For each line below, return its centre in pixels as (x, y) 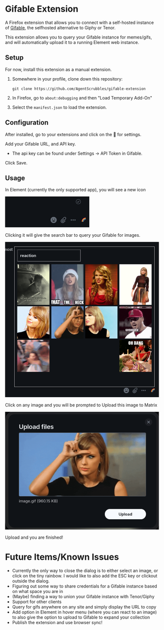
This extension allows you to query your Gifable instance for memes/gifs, (79, 37)
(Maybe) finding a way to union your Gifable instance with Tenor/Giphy (83, 597)
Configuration (27, 123)
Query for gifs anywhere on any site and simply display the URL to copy (84, 607)
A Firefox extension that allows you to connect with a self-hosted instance (80, 22)
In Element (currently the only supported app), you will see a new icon (75, 190)
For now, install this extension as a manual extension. (58, 69)
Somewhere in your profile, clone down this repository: (67, 79)
